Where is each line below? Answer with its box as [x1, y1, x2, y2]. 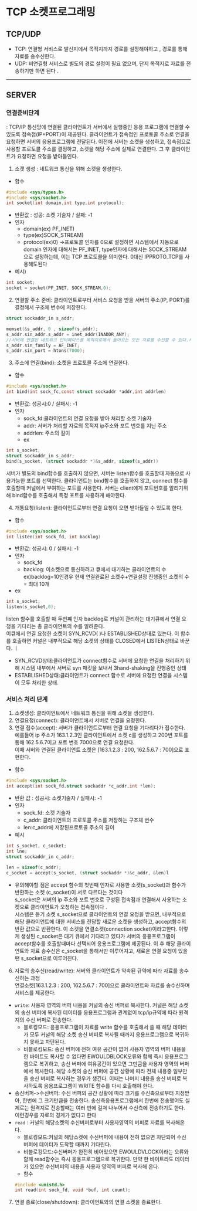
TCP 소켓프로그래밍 [6, 5, 96, 19]
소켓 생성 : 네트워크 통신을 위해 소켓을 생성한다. [14, 165, 123, 172]
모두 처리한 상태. [21, 679, 59, 686]
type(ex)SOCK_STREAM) [23, 232, 84, 239]
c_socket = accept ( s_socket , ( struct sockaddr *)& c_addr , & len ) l [6, 870, 169, 876]
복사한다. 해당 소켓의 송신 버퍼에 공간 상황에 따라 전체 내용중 [34, 1067, 172, 1074]
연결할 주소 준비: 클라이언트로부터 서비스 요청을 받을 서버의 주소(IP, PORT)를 [14, 297, 190, 304]
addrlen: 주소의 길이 [23, 429, 70, 437]
